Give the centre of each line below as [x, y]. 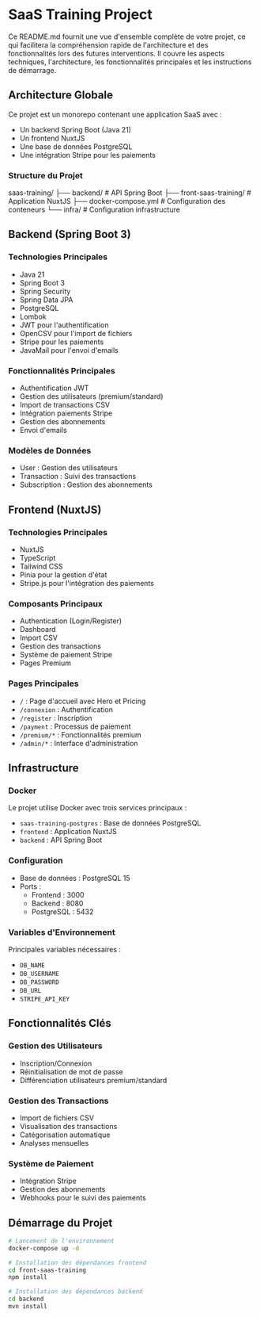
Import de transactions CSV [65, 405]
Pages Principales [43, 683]
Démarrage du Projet [60, 1223]
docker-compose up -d [44, 1248]
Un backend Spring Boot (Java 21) [75, 129]
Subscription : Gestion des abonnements [86, 484]
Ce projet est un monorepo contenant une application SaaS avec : [115, 114]
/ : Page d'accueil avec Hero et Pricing [83, 701]
